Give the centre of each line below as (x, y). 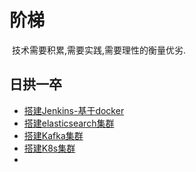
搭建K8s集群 (49, 148)
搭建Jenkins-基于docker (74, 110)
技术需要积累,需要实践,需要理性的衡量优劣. (99, 50)
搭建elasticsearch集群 (69, 123)
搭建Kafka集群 (53, 135)
